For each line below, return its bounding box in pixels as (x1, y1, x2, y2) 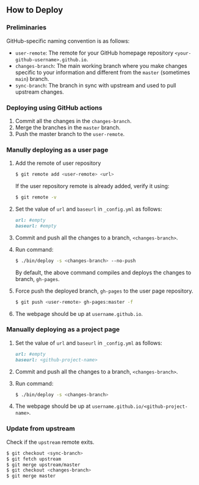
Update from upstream (6, 424, 75, 433)
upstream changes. (15, 88, 64, 96)
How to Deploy (6, 5, 63, 15)
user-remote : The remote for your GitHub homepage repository (15, 49, 174, 56)
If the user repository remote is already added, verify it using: (15, 182, 170, 190)
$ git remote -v (15, 194, 57, 201)
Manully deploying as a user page (6, 145, 109, 154)
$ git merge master (6, 473, 56, 479)
